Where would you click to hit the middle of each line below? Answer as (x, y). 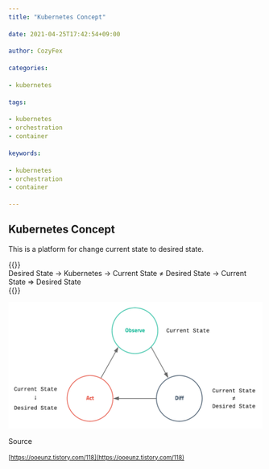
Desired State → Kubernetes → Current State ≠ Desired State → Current (128, 273)
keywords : (25, 153)
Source (20, 441)
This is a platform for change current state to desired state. (106, 249)
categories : (28, 69)
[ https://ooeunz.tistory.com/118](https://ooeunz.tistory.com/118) (97, 457)
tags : (17, 102)
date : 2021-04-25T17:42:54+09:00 (64, 34)
